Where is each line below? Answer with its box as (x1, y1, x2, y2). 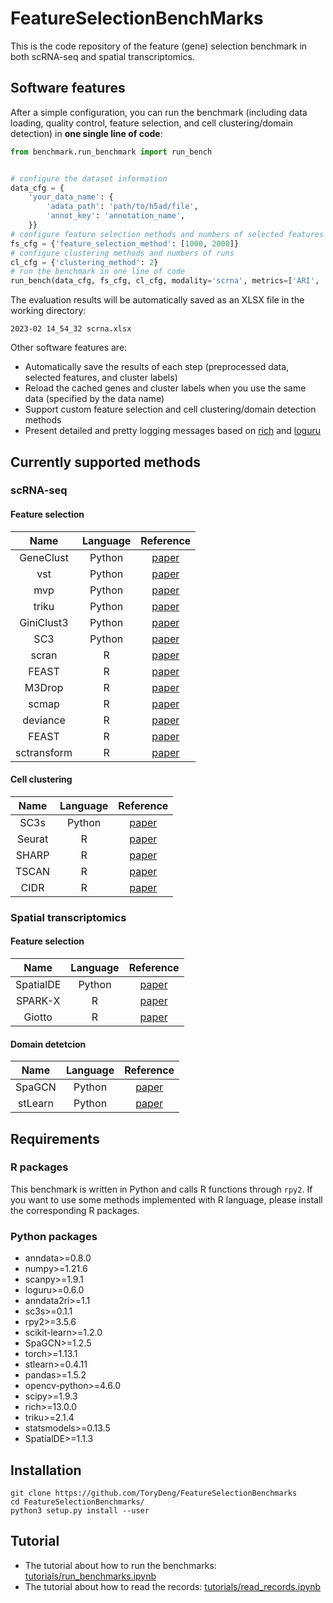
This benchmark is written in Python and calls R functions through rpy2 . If (10, 1183, 313, 1195)
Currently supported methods (10, 453, 201, 471)
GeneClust (19, 550, 69, 564)
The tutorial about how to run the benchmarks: (24, 1559, 217, 1571)
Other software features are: (10, 342, 128, 354)
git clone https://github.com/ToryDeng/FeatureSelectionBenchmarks (10, 1488, 298, 1498)
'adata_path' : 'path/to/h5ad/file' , (46, 202, 199, 212)
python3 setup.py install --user (10, 1505, 150, 1516)
